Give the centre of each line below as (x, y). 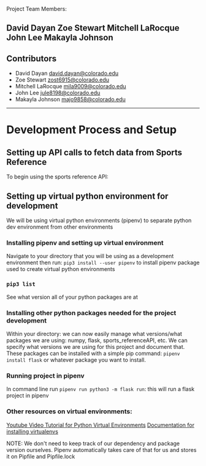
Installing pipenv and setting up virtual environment (85, 243)
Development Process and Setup (91, 130)
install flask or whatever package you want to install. (76, 360)
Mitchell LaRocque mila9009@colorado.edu (71, 86)
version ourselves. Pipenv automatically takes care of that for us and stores (101, 449)
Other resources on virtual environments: (70, 411)
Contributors (32, 59)
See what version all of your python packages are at (72, 297)
